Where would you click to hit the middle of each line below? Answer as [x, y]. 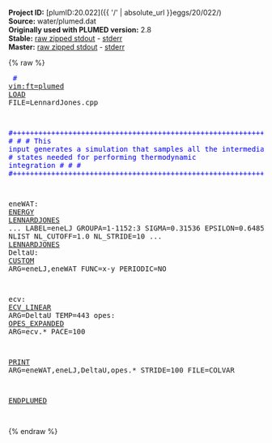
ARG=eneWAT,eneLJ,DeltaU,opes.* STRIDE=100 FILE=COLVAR [121, 370]
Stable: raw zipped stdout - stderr [66, 38]
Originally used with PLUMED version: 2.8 [80, 30]
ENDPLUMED [28, 400]
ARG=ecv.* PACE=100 [47, 331]
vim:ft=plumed [36, 86]
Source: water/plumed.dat [53, 21]
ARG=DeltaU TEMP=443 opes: [62, 315]
